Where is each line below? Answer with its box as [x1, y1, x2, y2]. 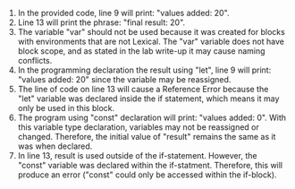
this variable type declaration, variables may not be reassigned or [17, 122, 259, 133]
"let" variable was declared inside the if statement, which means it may [17, 93, 280, 104]
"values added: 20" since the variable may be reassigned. [17, 74, 232, 84]
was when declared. [17, 141, 93, 151]
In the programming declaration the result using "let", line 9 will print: [17, 64, 272, 75]
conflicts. [17, 56, 53, 65]
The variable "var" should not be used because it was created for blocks [17, 27, 286, 37]
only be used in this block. [17, 103, 114, 113]
